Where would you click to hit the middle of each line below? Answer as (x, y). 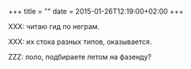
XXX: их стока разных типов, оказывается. (80, 42)
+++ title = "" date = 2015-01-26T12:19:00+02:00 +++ (96, 11)
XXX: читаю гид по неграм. (54, 26)
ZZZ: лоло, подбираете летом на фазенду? (80, 57)
